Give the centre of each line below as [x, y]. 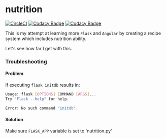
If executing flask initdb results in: [43, 85]
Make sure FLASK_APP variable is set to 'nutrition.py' [59, 131]
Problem [14, 74]
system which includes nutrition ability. [46, 39]
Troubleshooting [26, 61]
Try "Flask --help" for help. [37, 99]
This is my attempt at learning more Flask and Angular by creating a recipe [83, 33]
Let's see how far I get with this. [39, 48]
